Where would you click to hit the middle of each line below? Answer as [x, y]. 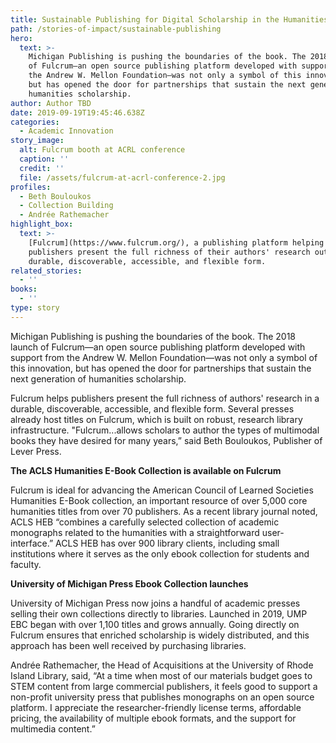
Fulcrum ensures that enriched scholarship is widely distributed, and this [160, 635]
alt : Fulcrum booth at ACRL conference [102, 150]
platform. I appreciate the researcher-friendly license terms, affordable [156, 707]
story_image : [37, 141]
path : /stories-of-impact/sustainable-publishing [116, 29]
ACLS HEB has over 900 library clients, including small [167, 543]
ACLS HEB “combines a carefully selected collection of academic [145, 522]
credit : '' [42, 168]
